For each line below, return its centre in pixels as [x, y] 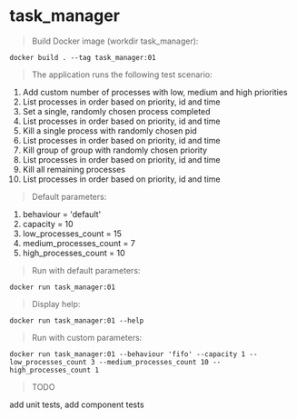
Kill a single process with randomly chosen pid [109, 130]
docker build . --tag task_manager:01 [83, 57]
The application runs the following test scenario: [122, 75]
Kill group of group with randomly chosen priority [114, 150]
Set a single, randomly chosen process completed [116, 111]
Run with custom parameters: [87, 337]
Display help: [56, 304]
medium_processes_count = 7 [79, 243]
